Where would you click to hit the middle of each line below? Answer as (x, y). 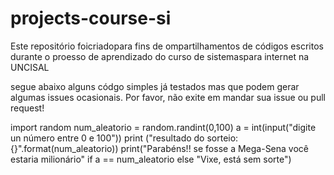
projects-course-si (91, 18)
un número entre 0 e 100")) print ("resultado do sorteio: (124, 138)
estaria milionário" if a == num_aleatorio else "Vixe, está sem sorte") (151, 159)
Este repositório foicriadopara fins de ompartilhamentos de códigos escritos (167, 46)
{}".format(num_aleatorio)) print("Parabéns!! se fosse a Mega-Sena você (160, 148)
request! (27, 108)
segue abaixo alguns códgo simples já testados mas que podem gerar (155, 86)
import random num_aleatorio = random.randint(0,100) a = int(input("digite (163, 127)
